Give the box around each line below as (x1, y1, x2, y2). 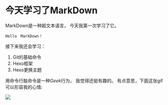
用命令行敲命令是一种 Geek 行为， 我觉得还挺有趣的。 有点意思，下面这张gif (5, 77, 163, 84)
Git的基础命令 (12, 54, 42, 60)
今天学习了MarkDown (5, 5, 98, 16)
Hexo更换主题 (12, 67, 42, 73)
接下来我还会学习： (5, 43, 46, 49)
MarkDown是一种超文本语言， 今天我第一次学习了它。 (5, 22, 119, 29)
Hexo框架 (12, 60, 33, 66)
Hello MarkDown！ (5, 34, 43, 39)
